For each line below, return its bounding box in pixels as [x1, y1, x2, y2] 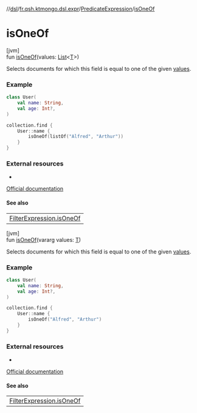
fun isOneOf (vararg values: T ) [6, 236, 81, 243]
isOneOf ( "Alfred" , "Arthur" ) [28, 316, 102, 323]
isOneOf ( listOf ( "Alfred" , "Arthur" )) [28, 134, 123, 140]
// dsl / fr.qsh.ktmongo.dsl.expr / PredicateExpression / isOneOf [6, 5, 155, 12]
